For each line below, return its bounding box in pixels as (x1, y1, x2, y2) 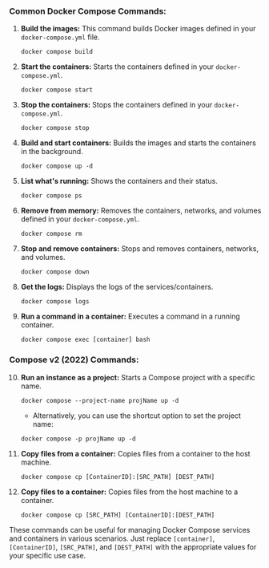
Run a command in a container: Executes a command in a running (20, 311, 241, 322)
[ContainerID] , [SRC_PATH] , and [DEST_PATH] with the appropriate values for (9, 542, 257, 551)
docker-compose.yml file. (20, 32, 100, 42)
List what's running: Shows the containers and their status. (20, 176, 219, 186)
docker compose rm (20, 230, 82, 238)
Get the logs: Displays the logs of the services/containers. (20, 282, 214, 292)
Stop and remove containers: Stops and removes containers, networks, (20, 244, 259, 254)
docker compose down (20, 268, 90, 276)
